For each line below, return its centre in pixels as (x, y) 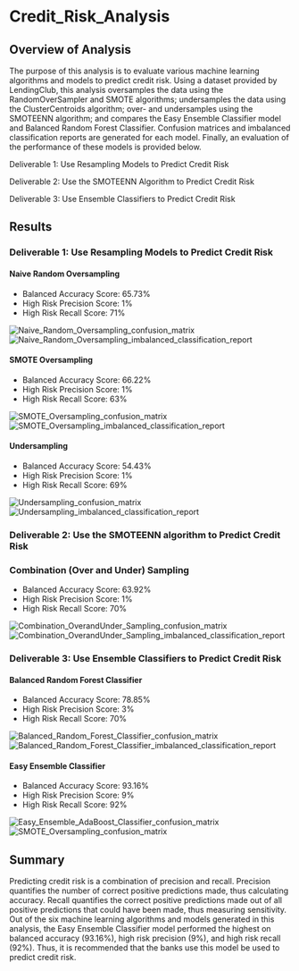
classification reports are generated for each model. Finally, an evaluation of (149, 137)
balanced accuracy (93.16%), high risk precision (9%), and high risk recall (145, 938)
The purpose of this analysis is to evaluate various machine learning (135, 71)
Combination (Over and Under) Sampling (100, 570)
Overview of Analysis (71, 50)
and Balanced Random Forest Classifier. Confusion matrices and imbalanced (150, 128)
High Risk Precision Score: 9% (78, 795)
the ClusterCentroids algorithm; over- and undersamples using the (131, 109)
